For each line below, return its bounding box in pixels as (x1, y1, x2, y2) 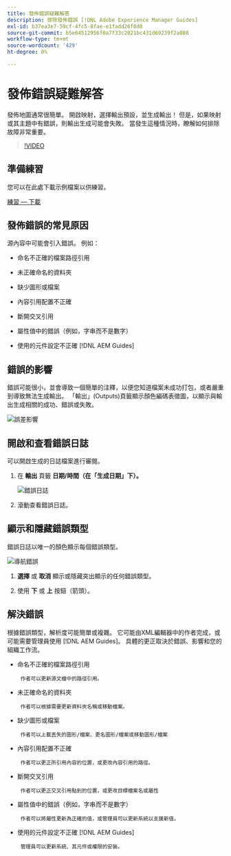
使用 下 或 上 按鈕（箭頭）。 (16, 587, 94, 595)
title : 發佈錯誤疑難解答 (7, 10, 70, 17)
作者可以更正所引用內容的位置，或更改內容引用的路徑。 (20, 759, 154, 766)
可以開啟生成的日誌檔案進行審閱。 (7, 457, 104, 465)
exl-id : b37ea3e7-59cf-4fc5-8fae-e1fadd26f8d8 (7, 23, 143, 30)
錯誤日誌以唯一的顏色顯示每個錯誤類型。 (7, 542, 122, 551)
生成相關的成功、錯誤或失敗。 (12, 400, 98, 409)
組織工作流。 (7, 645, 43, 653)
